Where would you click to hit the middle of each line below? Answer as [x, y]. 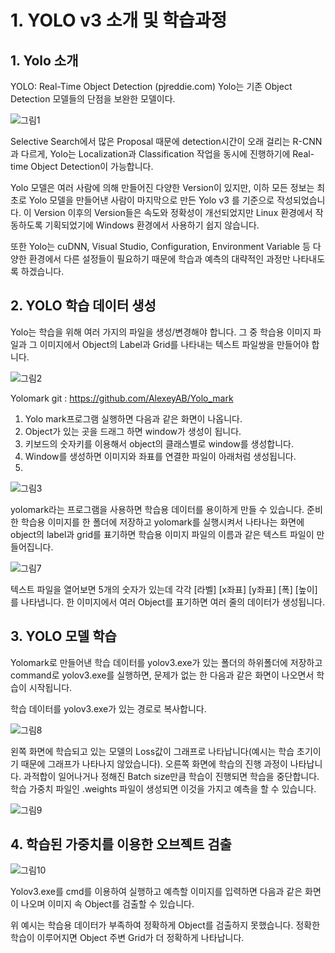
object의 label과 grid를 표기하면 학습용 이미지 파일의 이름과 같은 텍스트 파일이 [162, 534]
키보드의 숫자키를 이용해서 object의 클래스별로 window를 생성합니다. [159, 443]
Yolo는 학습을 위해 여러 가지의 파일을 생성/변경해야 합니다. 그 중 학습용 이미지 [161, 332]
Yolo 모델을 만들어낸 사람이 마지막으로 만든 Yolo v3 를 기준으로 [151, 200]
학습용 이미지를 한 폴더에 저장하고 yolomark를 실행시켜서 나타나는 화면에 [162, 522]
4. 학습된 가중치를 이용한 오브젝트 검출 [121, 844]
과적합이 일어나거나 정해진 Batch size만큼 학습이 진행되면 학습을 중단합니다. [171, 776]
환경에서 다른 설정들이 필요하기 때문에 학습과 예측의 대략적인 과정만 [159, 259]
